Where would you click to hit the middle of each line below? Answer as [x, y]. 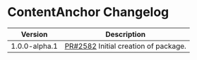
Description [126, 34]
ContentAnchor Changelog [88, 12]
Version [34, 34]
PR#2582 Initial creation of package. [126, 46]
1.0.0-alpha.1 [34, 46]
